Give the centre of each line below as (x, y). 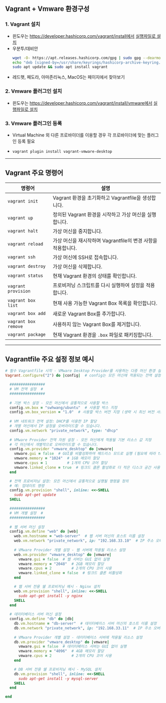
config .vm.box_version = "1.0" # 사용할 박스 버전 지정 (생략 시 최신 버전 (82, 412)
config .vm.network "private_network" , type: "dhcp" (64, 431)
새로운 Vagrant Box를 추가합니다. (89, 314)
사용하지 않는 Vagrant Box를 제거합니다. (97, 324)
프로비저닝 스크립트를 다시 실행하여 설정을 (99, 285)
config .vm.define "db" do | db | (42, 619)
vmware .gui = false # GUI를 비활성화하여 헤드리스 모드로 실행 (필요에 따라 (85, 454)
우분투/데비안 (25, 48)
